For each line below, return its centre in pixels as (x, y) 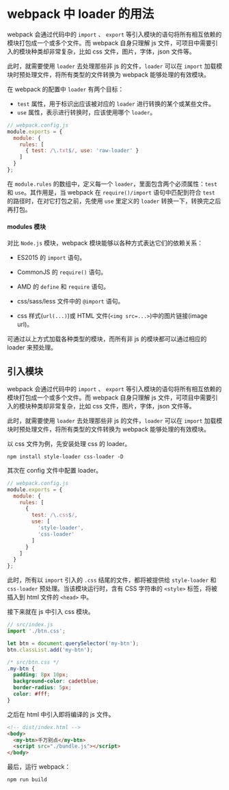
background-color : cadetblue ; (56, 681)
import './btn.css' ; (37, 631)
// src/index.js (30, 625)
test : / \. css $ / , (55, 515)
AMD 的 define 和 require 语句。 (63, 287)
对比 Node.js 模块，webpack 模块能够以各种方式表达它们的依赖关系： (105, 243)
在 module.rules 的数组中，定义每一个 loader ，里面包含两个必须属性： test (112, 184)
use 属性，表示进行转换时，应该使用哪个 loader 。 (86, 112)
